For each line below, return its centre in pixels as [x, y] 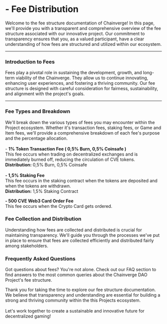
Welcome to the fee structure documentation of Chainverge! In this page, [80, 23]
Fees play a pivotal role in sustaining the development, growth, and [74, 73]
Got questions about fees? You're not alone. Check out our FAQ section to [81, 270]
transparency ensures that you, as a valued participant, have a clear [75, 39]
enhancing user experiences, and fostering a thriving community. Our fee [80, 83]
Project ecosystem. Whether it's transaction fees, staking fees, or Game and [83, 128]
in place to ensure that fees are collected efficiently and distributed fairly [80, 240]
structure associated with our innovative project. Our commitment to [75, 33]
